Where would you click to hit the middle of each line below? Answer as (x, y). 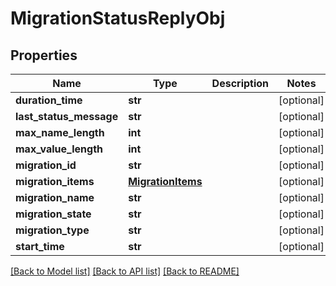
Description (240, 83)
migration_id (46, 165)
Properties (44, 55)
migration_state (53, 214)
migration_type (52, 230)
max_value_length (59, 149)
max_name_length (60, 132)
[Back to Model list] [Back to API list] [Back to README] (125, 271)
